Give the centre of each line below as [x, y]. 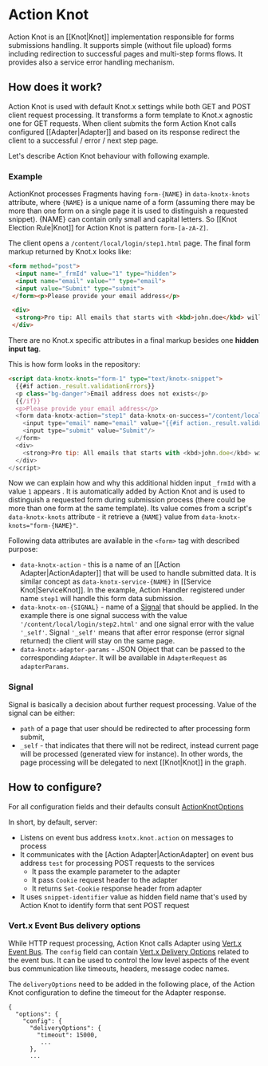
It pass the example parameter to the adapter [106, 871]
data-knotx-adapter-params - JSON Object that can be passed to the [132, 649]
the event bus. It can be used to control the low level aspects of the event [129, 960]
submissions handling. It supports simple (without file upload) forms [120, 45]
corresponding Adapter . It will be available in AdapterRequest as [123, 658]
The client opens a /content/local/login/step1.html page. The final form [130, 243]
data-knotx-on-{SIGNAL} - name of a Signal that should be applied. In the [139, 607]
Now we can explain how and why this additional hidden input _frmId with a [132, 483]
